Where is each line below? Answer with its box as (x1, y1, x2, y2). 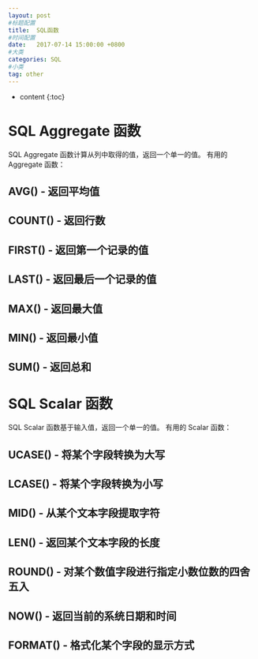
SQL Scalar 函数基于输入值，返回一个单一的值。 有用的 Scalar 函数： (8, 423, 232, 432)
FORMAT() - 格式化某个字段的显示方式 (8, 638, 195, 652)
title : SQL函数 (8, 26, 59, 34)
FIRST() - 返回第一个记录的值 (8, 243, 149, 256)
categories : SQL (8, 56, 62, 64)
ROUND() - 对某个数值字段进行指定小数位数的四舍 (8, 565, 251, 578)
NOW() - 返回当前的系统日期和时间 (8, 609, 178, 623)
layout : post (8, 11, 51, 20)
